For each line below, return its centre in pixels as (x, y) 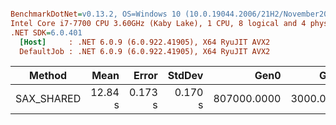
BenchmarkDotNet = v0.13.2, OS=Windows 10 (96, 14)
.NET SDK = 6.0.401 (46, 32)
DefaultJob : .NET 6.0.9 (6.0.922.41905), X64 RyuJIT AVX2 (145, 51)
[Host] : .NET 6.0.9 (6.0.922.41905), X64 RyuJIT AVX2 (145, 42)
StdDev (185, 76)
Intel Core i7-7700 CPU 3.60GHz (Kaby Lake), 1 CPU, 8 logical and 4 (158, 23)
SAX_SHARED (48, 99)
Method (48, 76)
